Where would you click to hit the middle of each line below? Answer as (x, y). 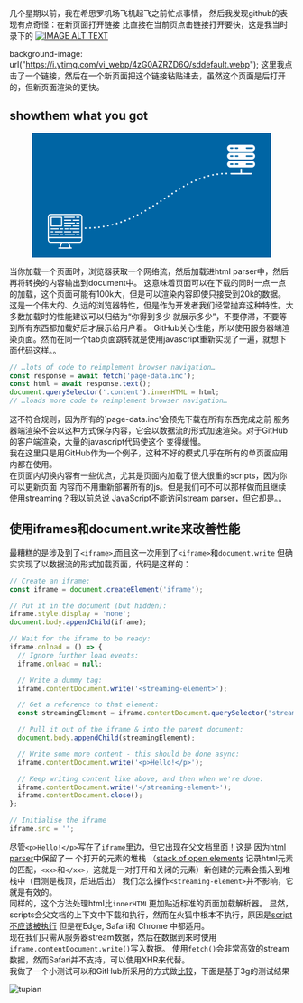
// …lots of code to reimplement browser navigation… (113, 367)
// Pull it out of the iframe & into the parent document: (131, 730)
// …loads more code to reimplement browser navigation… (119, 401)
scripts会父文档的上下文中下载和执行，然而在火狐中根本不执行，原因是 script (151, 915)
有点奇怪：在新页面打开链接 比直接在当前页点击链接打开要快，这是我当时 (152, 24)
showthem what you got (79, 116)
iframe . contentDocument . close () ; (80, 796)
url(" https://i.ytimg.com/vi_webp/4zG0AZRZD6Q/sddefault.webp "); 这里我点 (151, 64)
